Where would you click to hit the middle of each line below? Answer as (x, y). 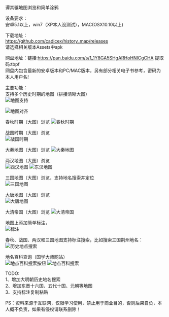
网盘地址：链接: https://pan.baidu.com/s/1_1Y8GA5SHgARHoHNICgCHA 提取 (84, 58)
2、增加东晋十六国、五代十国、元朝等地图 (49, 286)
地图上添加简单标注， (27, 223)
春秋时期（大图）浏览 (27, 122)
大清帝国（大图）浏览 (27, 212)
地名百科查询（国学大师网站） (36, 257)
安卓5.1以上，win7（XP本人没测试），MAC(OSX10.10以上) (64, 25)
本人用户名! (17, 77)
